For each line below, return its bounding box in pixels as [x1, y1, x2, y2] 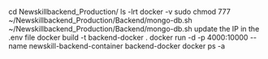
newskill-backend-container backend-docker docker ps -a [28, 41, 226, 51]
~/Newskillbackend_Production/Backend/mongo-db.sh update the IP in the [8, 24, 260, 33]
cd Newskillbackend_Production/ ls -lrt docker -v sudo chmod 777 [8, 7, 231, 16]
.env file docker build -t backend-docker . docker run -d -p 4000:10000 [8, 32, 249, 42]
